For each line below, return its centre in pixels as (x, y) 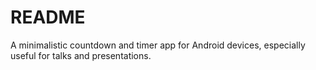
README (48, 17)
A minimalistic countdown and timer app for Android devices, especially (158, 45)
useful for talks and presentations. (81, 55)
